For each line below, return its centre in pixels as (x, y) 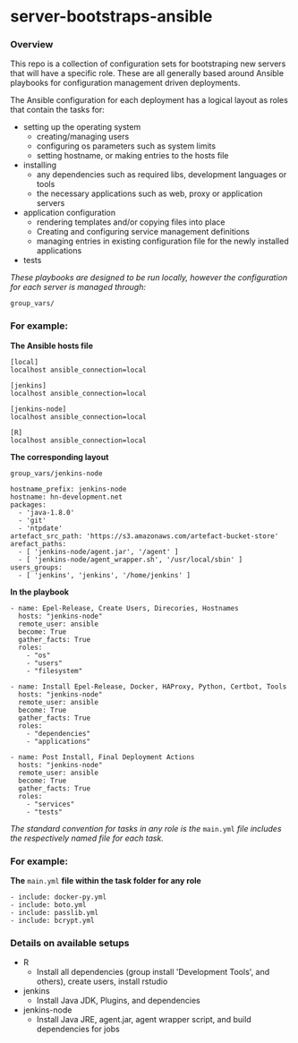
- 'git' (33, 520)
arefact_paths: (38, 543)
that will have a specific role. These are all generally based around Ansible (147, 73)
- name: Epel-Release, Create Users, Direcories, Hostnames (125, 608)
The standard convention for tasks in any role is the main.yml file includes (146, 828)
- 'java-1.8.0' (47, 512)
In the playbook (40, 592)
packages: (29, 504)
